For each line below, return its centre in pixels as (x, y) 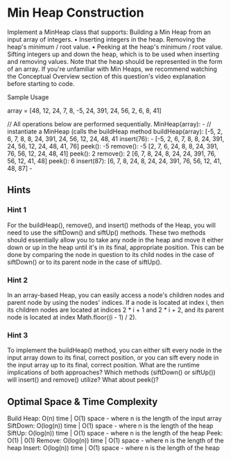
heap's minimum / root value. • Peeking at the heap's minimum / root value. (115, 47)
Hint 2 (18, 280)
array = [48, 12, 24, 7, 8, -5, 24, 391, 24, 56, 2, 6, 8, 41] (84, 110)
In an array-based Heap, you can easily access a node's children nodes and (116, 295)
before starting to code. (41, 83)
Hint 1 (17, 210)
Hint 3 (18, 335)
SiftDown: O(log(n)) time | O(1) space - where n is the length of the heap (110, 426)
